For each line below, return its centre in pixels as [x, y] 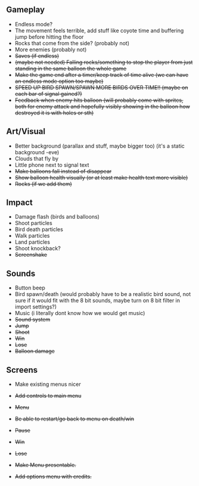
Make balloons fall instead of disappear [63, 171]
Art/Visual [26, 131]
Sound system [32, 320]
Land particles [32, 242]
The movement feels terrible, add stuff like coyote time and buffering [99, 30]
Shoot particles [33, 223]
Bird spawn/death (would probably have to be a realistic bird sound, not [103, 294]
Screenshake [31, 255]
